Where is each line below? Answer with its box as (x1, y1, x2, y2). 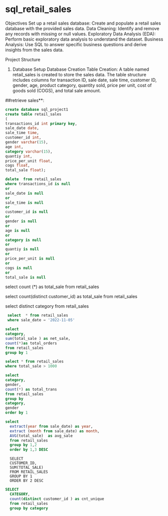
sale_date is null (5, 191, 44, 196)
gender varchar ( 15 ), (5, 140, 49, 145)
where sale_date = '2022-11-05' (7, 318, 75, 323)
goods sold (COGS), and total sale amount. (12, 87, 101, 93)
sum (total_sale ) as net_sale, (5, 336, 71, 341)
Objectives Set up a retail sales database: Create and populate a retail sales (5, 20, 161, 26)
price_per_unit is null (5, 256, 55, 262)
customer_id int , (5, 135, 42, 140)
